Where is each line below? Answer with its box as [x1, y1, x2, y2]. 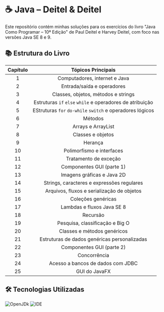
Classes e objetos [73, 131, 114, 138]
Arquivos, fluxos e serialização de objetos [45, 187, 142, 194]
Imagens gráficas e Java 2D [61, 171, 126, 178]
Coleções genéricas [70, 195, 117, 202]
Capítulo [7, 66, 28, 73]
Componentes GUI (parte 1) [61, 163, 126, 170]
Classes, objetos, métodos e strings [52, 91, 135, 98]
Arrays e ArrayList [72, 123, 115, 130]
